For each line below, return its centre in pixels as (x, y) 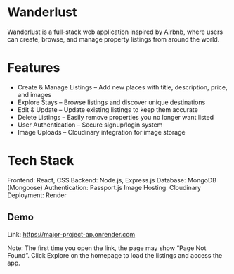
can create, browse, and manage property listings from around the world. (113, 39)
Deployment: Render (37, 195)
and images (34, 94)
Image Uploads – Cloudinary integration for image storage (101, 132)
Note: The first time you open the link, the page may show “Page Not (107, 248)
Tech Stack (41, 161)
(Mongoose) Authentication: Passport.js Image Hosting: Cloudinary (104, 187)
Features (34, 68)
